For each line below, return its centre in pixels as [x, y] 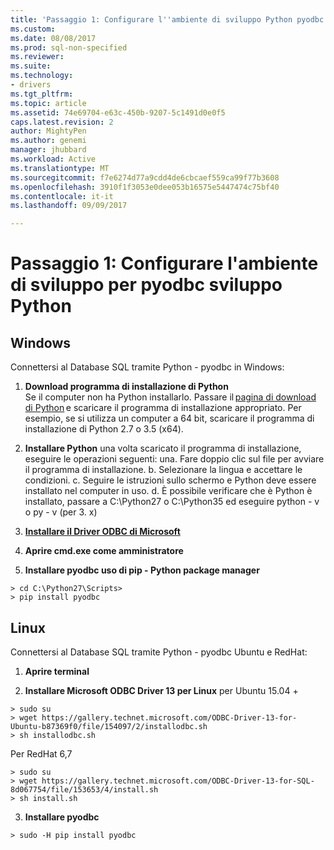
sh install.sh [48, 798]
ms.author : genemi [48, 141]
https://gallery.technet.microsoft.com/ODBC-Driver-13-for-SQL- [178, 781]
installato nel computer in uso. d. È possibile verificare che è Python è [168, 491]
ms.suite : [31, 66]
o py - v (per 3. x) [61, 512]
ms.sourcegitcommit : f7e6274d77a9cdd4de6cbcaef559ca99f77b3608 [145, 177]
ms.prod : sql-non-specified [69, 47]
